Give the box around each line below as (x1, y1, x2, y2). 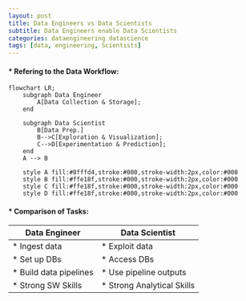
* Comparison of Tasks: (8, 206, 90, 216)
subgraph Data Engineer (22, 92, 103, 100)
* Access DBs (101, 254, 155, 265)
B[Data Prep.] (37, 126, 84, 135)
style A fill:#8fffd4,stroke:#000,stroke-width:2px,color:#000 (22, 169, 239, 177)
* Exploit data (101, 240, 154, 251)
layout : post (8, 11, 52, 20)
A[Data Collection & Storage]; (37, 98, 142, 107)
